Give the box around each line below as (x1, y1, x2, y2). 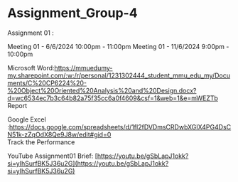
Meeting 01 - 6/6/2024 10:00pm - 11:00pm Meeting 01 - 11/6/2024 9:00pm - (7, 42, 229, 50)
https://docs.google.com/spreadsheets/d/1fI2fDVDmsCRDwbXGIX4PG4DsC (9, 122, 232, 131)
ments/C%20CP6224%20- (7, 78, 87, 87)
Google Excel (7, 115, 46, 124)
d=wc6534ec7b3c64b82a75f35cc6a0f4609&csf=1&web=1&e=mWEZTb (7, 94, 219, 102)
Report (7, 101, 28, 109)
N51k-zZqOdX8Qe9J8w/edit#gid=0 (7, 130, 112, 139)
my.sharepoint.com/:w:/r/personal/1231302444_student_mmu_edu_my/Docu (7, 71, 231, 80)
